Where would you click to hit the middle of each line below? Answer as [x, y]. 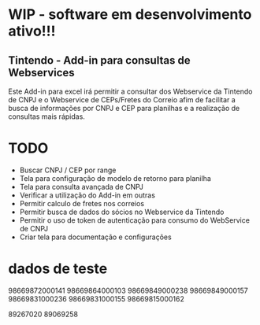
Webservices [41, 72]
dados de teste [58, 269]
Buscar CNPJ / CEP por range [68, 170]
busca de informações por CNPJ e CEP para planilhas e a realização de [124, 108]
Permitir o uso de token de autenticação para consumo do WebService [135, 220]
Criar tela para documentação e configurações [95, 237]
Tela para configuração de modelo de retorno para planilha [115, 178]
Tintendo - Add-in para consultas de [99, 60]
